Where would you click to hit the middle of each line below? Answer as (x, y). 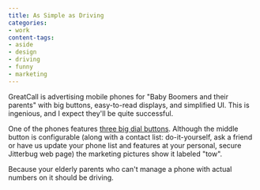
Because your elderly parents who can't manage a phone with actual (120, 169)
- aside (21, 45)
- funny (21, 67)
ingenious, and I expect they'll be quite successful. (91, 113)
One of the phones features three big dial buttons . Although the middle (123, 129)
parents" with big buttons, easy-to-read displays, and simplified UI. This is (129, 105)
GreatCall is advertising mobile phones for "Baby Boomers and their (119, 96)
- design (23, 52)
